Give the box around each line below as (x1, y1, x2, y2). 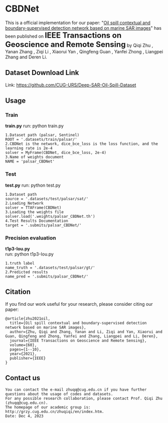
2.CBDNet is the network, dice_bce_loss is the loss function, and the (5, 141, 158, 146)
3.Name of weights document (5, 154, 64, 160)
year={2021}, (10, 351, 37, 356)
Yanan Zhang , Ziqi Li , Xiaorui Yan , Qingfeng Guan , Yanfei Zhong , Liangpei (5, 48, 163, 54)
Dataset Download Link (5, 68, 79, 77)
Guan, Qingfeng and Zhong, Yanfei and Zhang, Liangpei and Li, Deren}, (5, 333, 158, 339)
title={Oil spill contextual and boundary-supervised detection (10, 320, 147, 325)
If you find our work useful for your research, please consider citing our (5, 301, 153, 307)
